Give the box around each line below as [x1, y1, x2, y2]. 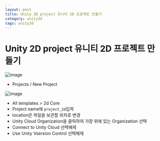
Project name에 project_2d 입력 [12, 106, 74, 112]
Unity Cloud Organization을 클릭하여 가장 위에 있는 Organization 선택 [12, 118, 147, 124]
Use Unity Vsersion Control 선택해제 [12, 130, 84, 137]
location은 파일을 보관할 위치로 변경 [12, 112, 80, 118]
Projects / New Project [12, 81, 58, 87]
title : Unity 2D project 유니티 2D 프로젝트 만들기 [5, 12, 102, 17]
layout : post [5, 7, 32, 12]
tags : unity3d [5, 20, 34, 26]
